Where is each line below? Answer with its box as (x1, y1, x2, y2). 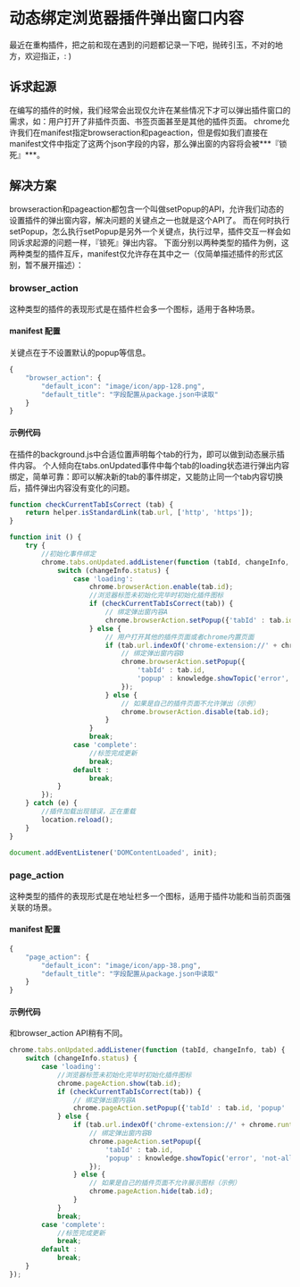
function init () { (9, 533, 82, 542)
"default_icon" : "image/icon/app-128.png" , (41, 382, 205, 391)
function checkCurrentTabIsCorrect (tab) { (9, 500, 174, 509)
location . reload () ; (41, 815, 114, 824)
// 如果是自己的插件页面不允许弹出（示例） (121, 699, 260, 708)
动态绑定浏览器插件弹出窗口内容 (9, 8, 245, 29)
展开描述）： (39, 259, 84, 270)
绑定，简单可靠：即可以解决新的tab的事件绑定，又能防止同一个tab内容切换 (9, 471, 284, 482)
